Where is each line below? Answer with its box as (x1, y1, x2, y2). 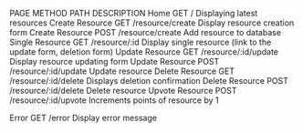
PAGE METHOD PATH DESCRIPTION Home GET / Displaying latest (9, 8, 258, 18)
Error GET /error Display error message (9, 113, 158, 123)
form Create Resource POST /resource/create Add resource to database (9, 27, 281, 37)
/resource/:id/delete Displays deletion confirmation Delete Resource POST (9, 76, 289, 86)
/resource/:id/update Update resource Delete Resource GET (9, 66, 235, 76)
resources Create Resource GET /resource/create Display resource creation (9, 17, 295, 28)
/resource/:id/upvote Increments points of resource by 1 (9, 95, 219, 106)
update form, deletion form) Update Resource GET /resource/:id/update (9, 46, 278, 57)
